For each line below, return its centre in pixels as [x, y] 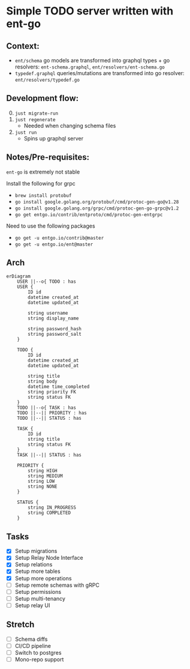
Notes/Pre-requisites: [48, 157]
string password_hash [55, 329]
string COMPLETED [49, 513]
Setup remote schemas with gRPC [57, 585]
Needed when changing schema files [70, 126]
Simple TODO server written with [90, 11]
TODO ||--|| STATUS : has [49, 419]
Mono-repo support [39, 659]
